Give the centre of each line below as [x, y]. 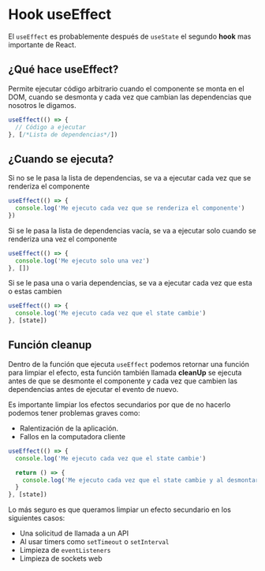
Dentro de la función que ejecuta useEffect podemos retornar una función [129, 364]
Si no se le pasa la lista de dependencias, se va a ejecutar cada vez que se [130, 178]
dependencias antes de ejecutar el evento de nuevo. [93, 389]
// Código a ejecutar [51, 127]
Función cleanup [50, 345]
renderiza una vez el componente [63, 239]
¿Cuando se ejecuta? [61, 159]
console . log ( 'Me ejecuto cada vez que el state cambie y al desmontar [141, 480]
